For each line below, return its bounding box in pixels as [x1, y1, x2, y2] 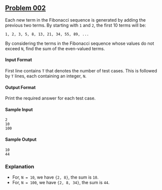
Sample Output [5, 136, 37, 142]
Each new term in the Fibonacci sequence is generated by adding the [5, 17, 146, 23]
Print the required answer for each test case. [5, 95, 96, 101]
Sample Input [5, 106, 33, 112]
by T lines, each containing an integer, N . [5, 73, 87, 79]
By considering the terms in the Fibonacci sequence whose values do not [5, 40, 154, 46]
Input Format [5, 57, 32, 63]
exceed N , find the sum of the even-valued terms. [5, 45, 105, 51]
